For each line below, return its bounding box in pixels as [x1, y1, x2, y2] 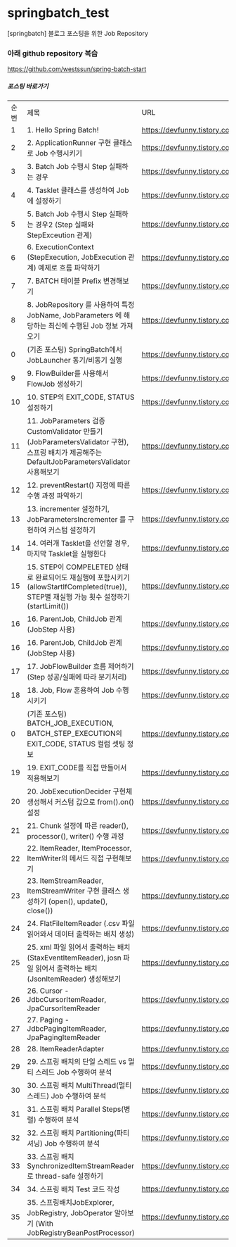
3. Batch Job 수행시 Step [27, 162, 107, 172]
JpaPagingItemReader [27, 1033, 100, 1043]
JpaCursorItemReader [27, 1003, 100, 1013]
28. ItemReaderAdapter [27, 1044, 105, 1054]
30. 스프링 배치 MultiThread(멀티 [27, 1081, 132, 1091]
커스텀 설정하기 [48, 525, 96, 535]
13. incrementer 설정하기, [27, 504, 110, 514]
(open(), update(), [48, 896, 107, 906]
